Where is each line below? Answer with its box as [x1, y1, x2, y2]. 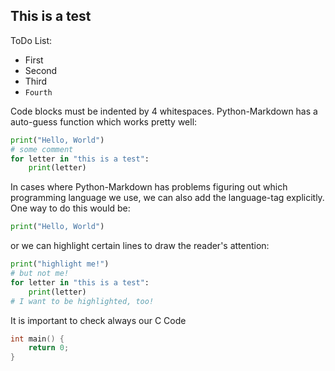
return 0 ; [28, 343, 70, 353]
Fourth [24, 87, 53, 98]
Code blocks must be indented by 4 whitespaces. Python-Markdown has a [10, 105, 318, 117]
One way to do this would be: [10, 202, 131, 214]
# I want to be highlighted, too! [10, 296, 155, 306]
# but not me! [10, 269, 70, 279]
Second [24, 64, 58, 76]
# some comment [10, 144, 74, 154]
